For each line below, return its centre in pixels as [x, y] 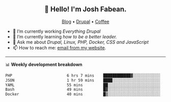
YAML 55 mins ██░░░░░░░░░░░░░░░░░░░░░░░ [83, 85]
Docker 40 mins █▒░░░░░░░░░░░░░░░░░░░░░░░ [83, 94]
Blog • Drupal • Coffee [85, 21]
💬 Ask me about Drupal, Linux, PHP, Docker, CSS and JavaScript [81, 42]
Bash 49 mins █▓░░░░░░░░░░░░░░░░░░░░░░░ [83, 90]
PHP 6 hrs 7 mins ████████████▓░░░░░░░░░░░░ [83, 75]
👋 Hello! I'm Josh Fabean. [85, 9]
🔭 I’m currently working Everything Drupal [56, 31]
